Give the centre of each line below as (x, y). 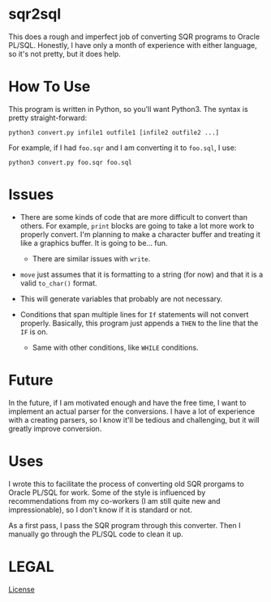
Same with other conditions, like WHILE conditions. (115, 347)
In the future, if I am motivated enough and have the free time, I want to (127, 402)
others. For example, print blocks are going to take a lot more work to (137, 226)
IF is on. (34, 331)
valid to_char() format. (58, 283)
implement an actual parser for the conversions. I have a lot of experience (132, 411)
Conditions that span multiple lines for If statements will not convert (134, 314)
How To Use (49, 87)
